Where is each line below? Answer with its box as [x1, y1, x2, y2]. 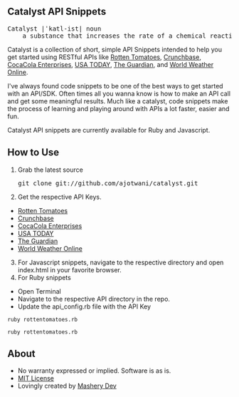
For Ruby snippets [17, 273, 71, 282]
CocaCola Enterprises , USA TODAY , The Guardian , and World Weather [7, 60, 214, 68]
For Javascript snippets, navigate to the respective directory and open [17, 258, 224, 267]
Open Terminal [17, 287, 62, 295]
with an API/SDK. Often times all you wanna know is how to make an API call [7, 89, 231, 98]
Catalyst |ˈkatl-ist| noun [7, 24, 102, 33]
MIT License [17, 374, 55, 383]
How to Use [7, 146, 60, 159]
